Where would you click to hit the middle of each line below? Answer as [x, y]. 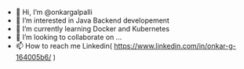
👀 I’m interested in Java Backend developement [93, 20]
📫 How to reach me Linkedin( [64, 46]
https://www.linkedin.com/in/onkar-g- [175, 46]
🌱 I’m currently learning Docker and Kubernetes [93, 29]
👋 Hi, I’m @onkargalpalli [54, 12]
